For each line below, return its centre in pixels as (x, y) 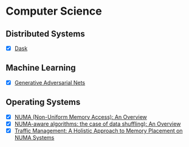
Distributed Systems (46, 34)
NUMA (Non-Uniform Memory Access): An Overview (81, 117)
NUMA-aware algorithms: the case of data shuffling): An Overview (98, 124)
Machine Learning (41, 68)
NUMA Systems (34, 137)
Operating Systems (43, 102)
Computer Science (54, 11)
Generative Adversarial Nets (50, 82)
